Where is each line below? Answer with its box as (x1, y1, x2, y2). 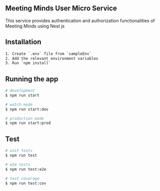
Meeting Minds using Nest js (5, 23, 65, 29)
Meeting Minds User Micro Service (5, 4, 117, 13)
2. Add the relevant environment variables (5, 56, 99, 61)
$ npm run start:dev (5, 107, 49, 112)
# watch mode (5, 102, 33, 107)
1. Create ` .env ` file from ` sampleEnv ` (5, 51, 92, 56)
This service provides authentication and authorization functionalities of (5, 17, 155, 23)
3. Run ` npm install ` (5, 60, 51, 66)
